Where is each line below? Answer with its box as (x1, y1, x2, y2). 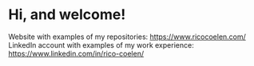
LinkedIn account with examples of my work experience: (8, 40, 194, 49)
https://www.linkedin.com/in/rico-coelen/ (8, 49, 145, 58)
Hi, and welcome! (8, 6, 126, 24)
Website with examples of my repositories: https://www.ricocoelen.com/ (8, 32, 246, 41)
